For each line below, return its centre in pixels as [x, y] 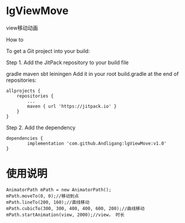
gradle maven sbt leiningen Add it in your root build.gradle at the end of [92, 74]
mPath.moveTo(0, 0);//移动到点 [43, 196]
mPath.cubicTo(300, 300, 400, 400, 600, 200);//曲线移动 [75, 208]
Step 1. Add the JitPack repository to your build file [68, 62]
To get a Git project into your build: [48, 51]
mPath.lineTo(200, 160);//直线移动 [48, 202]
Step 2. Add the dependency [41, 127]
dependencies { [25, 138]
